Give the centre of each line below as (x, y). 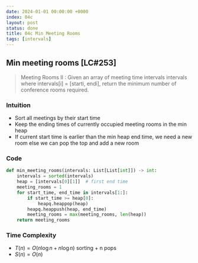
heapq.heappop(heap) (63, 204)
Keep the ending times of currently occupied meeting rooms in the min (101, 124)
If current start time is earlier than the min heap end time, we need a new (103, 137)
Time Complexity (31, 235)
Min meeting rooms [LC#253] (61, 63)
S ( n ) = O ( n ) (29, 254)
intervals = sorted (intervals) (55, 176)
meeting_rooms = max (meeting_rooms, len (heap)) (87, 215)
